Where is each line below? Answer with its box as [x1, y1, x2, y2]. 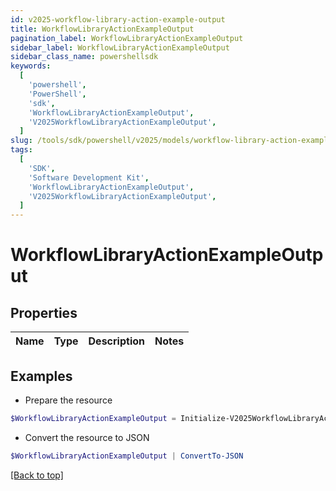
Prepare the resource [24, 394, 113, 406]
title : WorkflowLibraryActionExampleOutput [10, 24, 195, 34]
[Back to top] [10, 469, 64, 481]
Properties [10, 304, 78, 321]
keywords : [10, 61, 52, 71]
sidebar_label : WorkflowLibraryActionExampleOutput [10, 42, 230, 53]
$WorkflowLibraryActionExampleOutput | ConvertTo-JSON [10, 451, 244, 461]
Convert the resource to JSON [24, 431, 150, 443]
